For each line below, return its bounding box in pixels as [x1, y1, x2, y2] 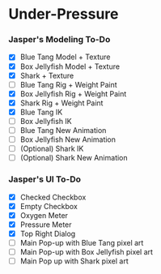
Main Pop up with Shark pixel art [19, 256, 129, 266]
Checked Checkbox [19, 192, 87, 202]
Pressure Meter [19, 220, 72, 229]
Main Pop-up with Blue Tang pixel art [19, 238, 144, 247]
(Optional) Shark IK [19, 143, 84, 154]
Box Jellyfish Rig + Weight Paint [19, 88, 127, 98]
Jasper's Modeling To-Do [8, 34, 111, 45]
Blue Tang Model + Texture [19, 52, 111, 62]
